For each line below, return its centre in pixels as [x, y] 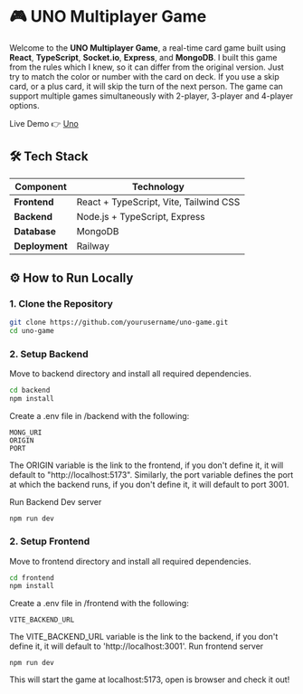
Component [41, 186]
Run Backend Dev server [56, 502]
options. [25, 105]
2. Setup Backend [49, 355]
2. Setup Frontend [50, 541]
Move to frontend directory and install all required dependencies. [130, 561]
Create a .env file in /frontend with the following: [99, 604]
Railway [93, 246]
